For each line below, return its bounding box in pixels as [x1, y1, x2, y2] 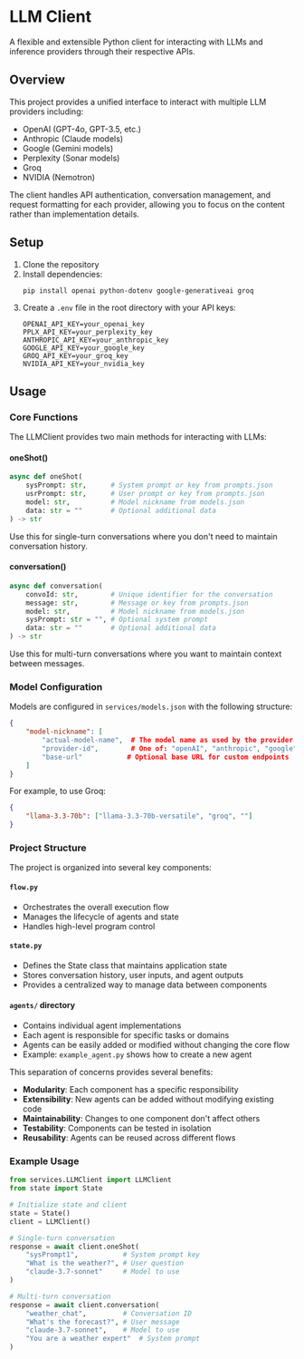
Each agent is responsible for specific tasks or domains [22, 1029, 230, 1040]
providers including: [9, 106, 84, 117]
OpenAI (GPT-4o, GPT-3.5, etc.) [22, 123, 142, 134]
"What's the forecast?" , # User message [25, 1317, 180, 1326]
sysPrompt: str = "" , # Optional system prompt [25, 615, 208, 625]
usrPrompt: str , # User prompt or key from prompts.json [25, 490, 265, 499]
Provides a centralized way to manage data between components [22, 979, 268, 990]
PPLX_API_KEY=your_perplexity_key [22, 327, 153, 336]
